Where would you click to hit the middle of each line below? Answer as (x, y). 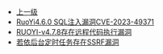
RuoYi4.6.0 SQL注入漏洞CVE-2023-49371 (85, 22)
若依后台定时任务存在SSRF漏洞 (67, 42)
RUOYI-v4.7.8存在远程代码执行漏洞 (73, 32)
